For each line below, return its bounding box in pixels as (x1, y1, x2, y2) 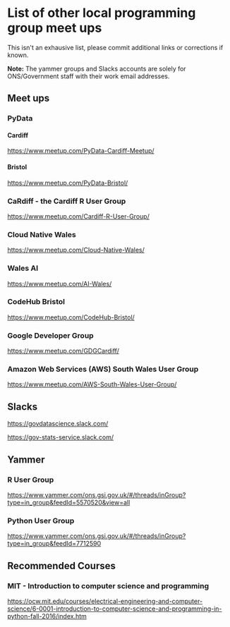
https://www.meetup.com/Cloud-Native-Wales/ (7, 245, 145, 255)
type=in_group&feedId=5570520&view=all (7, 498, 131, 506)
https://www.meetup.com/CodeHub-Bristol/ (7, 312, 135, 322)
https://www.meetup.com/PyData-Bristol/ (7, 178, 128, 187)
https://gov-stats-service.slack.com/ (7, 433, 114, 442)
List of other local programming (7, 5, 196, 21)
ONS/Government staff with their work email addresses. (7, 72, 170, 80)
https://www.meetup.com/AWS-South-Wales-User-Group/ (7, 380, 177, 389)
